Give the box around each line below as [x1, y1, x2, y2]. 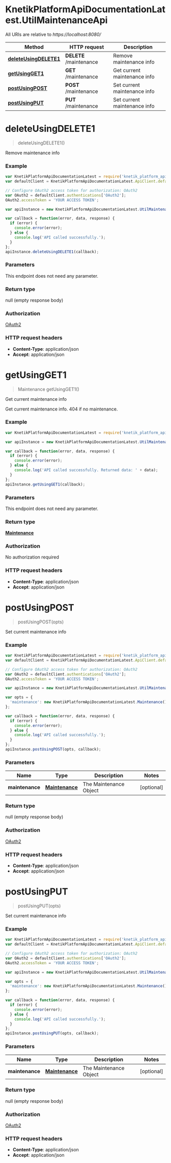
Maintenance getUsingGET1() [17, 386, 80, 392]
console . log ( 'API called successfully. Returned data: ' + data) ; [14, 468, 158, 473]
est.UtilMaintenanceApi [5, 14, 108, 26]
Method [24, 43, 44, 51]
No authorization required [5, 554, 60, 560]
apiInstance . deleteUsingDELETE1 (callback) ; [5, 249, 99, 254]
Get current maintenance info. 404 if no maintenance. [5, 406, 118, 412]
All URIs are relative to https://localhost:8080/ [5, 31, 101, 37]
